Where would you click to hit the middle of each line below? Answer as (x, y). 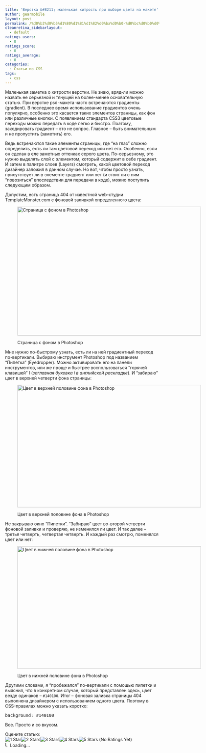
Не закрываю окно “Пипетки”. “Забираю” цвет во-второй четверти (75, 524)
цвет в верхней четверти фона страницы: (48, 378)
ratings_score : (21, 46)
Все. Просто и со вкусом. (32, 725)
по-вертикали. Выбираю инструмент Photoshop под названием (72, 357)
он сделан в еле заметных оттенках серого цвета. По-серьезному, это (79, 154)
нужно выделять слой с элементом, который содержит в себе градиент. (81, 159)
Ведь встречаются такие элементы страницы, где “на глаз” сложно (76, 143)
